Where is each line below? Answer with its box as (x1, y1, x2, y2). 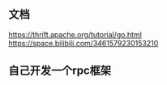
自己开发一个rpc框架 (8, 64, 112, 78)
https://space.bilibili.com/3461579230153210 (8, 38, 159, 48)
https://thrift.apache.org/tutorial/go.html (8, 29, 142, 39)
